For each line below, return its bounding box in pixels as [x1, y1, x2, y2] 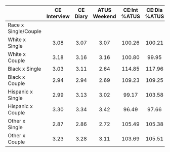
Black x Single [8, 66, 41, 72]
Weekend [93, 13, 116, 20]
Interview [46, 13, 70, 20]
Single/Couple [8, 28, 42, 35]
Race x [8, 21, 24, 28]
